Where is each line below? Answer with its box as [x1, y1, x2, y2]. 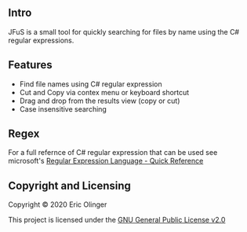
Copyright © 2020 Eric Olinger [8, 200, 107, 209]
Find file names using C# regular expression [19, 79, 162, 89]
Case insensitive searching [19, 104, 107, 113]
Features [8, 58, 53, 72]
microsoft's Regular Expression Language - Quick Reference [8, 157, 204, 166]
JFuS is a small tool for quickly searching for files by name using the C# [8, 27, 240, 36]
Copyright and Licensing [8, 179, 132, 192]
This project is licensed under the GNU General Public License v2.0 [8, 215, 226, 225]
